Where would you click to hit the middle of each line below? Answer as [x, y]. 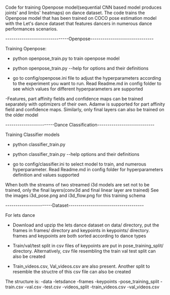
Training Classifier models [32, 135]
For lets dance [20, 215]
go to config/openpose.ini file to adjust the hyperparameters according [87, 78]
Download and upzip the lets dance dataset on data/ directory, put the [86, 225]
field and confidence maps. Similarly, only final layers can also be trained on [85, 109]
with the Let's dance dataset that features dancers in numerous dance [79, 23]
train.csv [14, 287]
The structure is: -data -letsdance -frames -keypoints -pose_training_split [82, 282]
